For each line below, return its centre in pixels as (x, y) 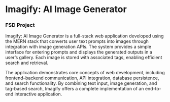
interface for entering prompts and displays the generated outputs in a (79, 52)
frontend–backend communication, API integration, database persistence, (82, 78)
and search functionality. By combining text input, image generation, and (81, 83)
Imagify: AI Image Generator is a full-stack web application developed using (84, 36)
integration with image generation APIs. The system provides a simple (78, 47)
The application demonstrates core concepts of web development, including (85, 73)
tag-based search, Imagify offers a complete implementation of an (75, 89)
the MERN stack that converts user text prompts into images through (77, 41)
